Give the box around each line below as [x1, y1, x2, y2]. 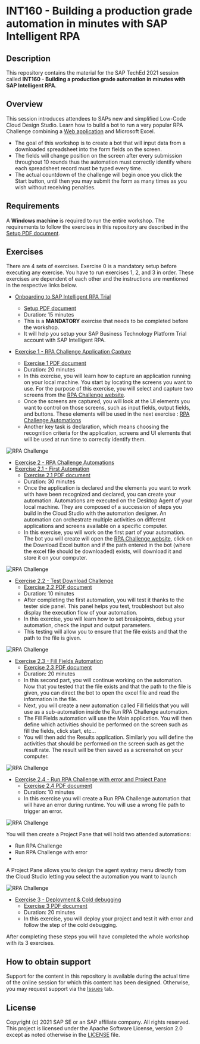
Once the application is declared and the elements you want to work [23, 484, 192, 492]
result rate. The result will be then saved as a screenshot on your [23, 747, 183, 754]
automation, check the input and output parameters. [23, 622, 152, 629]
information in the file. [23, 696, 78, 703]
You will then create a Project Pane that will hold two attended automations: [6, 831, 192, 838]
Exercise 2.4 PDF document [23, 782, 92, 790]
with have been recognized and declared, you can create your [23, 491, 177, 498]
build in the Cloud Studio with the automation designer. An [23, 509, 167, 517]
